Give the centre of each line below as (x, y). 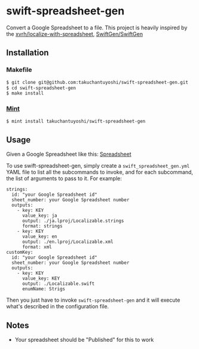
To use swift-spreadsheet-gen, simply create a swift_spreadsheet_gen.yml (98, 166)
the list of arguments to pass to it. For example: (64, 178)
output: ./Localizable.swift (58, 284)
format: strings (42, 226)
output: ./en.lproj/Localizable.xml (68, 242)
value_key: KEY (41, 279)
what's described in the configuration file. (58, 306)
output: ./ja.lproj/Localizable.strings (73, 221)
